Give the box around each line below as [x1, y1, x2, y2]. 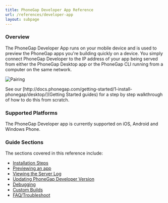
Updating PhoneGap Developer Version [12, 176, 95, 182]
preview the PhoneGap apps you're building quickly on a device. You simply [5, 50, 163, 56]
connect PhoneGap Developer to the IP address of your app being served [5, 56, 158, 62]
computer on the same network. [5, 66, 72, 72]
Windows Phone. [5, 126, 41, 132]
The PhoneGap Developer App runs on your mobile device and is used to [5, 45, 157, 51]
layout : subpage [5, 17, 39, 22]
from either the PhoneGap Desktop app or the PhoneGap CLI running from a [5, 61, 163, 67]
